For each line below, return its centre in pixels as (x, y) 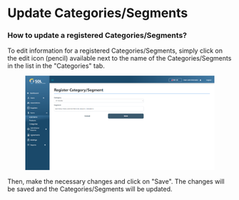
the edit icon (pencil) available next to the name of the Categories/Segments (119, 58)
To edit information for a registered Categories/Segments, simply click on (115, 51)
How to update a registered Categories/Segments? (97, 36)
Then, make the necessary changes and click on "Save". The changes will (116, 181)
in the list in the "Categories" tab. (56, 66)
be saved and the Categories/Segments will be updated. (90, 189)
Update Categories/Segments (98, 13)
